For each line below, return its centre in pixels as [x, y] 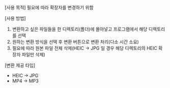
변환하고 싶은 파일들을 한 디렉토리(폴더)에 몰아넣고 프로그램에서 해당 [80, 29]
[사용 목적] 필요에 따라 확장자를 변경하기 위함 [49, 7]
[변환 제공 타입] [20, 65]
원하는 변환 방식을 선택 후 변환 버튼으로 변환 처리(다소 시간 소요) [76, 42]
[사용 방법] [15, 18]
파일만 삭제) [33, 54]
